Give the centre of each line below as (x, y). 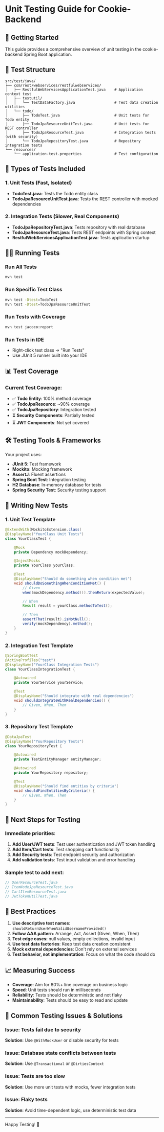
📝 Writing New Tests (37, 505)
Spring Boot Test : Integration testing (49, 480)
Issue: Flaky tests (26, 1100)
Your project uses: (23, 455)
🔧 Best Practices (31, 912)
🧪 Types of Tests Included (45, 169)
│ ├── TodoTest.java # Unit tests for (77, 115)
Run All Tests (21, 267)
